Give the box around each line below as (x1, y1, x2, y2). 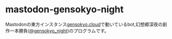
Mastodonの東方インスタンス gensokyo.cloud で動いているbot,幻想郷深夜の (5, 21, 163, 27)
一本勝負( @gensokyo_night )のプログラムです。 (9, 27, 109, 34)
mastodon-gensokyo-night (5, 4, 124, 15)
